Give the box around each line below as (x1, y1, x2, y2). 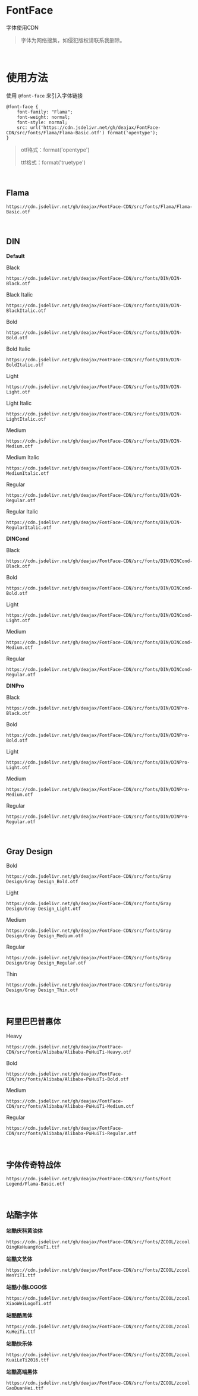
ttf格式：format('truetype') (20, 159, 86, 166)
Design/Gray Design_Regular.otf (6, 960, 86, 966)
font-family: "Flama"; (17, 109, 73, 115)
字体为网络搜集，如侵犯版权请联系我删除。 (20, 36, 125, 43)
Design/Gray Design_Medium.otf (6, 933, 84, 939)
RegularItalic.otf (6, 524, 52, 531)
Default (6, 252, 25, 259)
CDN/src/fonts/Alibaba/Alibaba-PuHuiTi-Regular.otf (6, 1130, 137, 1137)
